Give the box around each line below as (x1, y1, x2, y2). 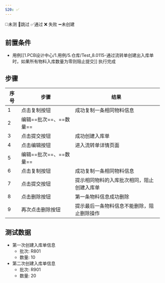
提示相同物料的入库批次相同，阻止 (75, 177, 154, 184)
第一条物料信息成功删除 (75, 193, 130, 200)
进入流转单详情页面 (75, 142, 120, 149)
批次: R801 (19, 248, 41, 254)
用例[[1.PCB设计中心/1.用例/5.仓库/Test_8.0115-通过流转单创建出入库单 (12, 52, 154, 58)
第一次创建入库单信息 (12, 242, 55, 248)
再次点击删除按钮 (21, 206, 61, 213)
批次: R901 (19, 267, 41, 273)
